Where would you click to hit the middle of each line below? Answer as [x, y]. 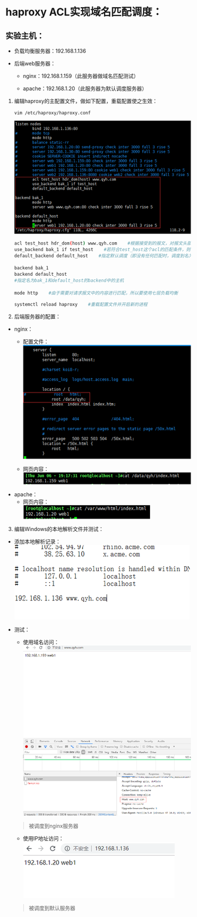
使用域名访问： [41, 642]
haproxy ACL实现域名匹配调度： [84, 12]
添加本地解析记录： [37, 542]
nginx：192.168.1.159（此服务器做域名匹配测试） [81, 76]
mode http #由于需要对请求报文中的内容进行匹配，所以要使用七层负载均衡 [96, 293]
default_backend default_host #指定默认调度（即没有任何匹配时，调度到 [99, 256]
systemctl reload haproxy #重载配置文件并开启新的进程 [81, 304]
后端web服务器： [35, 63]
